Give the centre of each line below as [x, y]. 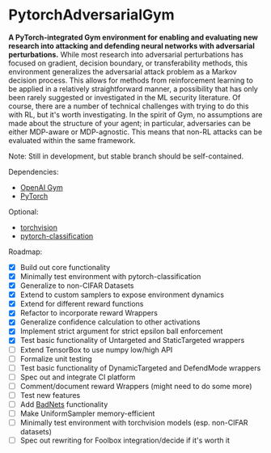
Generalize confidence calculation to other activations [110, 322]
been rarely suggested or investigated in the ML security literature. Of [125, 97]
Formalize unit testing [56, 358]
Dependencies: [34, 171]
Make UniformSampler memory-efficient [87, 413]
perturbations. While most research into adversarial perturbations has [126, 54]
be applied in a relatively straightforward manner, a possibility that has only [133, 89]
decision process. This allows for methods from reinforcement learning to [131, 80]
